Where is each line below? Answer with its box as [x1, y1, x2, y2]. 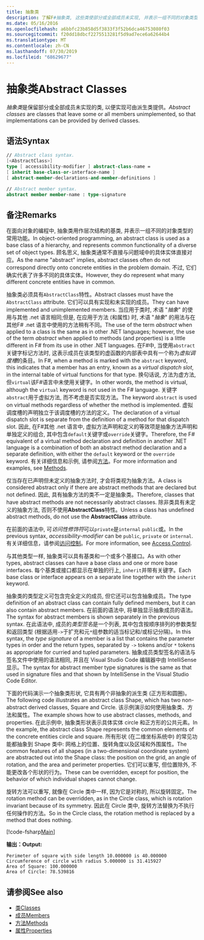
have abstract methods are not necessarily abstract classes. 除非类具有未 [6, 499, 191, 506]
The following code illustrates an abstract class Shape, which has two [6, 696, 181, 704]
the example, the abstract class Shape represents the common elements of [6, 726, 194, 733]
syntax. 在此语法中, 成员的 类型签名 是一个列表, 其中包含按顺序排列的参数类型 [6, 620, 197, 628]
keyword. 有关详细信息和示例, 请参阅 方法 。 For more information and [6, 458, 177, 465]
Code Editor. [6, 677, 38, 684]
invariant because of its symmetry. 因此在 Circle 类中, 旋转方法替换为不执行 [6, 802, 195, 809]
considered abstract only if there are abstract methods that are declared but [6, 484, 197, 491]
